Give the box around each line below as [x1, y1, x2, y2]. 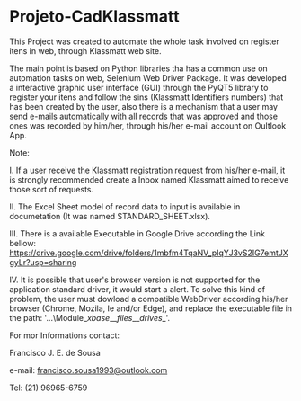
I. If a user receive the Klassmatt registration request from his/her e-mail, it [9, 165, 286, 175]
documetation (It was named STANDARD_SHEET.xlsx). [9, 210, 211, 221]
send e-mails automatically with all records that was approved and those [9, 111, 279, 121]
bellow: [9, 237, 37, 248]
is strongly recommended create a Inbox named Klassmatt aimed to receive [9, 174, 289, 185]
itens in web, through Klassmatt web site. [9, 45, 162, 56]
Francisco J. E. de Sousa [9, 347, 101, 358]
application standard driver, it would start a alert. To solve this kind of [9, 283, 266, 294]
